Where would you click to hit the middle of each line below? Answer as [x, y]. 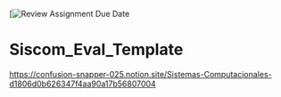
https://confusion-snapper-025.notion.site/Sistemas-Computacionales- [140, 74]
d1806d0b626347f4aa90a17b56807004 [83, 84]
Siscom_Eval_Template [96, 50]
